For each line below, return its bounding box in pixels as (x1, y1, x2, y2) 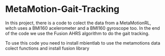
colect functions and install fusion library (5, 45, 89, 51)
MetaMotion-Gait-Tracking (5, 3, 119, 15)
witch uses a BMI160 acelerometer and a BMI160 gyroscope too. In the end (5, 25, 160, 31)
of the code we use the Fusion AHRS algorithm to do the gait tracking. (5, 30, 149, 36)
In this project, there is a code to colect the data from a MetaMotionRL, (5, 20, 151, 26)
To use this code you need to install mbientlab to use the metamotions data (5, 40, 160, 46)
